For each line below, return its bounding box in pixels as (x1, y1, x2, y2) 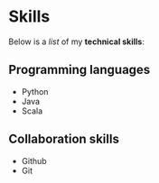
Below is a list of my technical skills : (8, 36, 145, 47)
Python (21, 86, 49, 96)
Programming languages (8, 62, 151, 78)
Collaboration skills (8, 132, 119, 147)
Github (21, 155, 47, 166)
